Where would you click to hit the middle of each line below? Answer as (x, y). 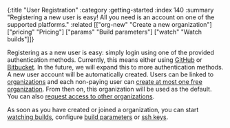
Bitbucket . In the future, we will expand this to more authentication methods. (115, 67)
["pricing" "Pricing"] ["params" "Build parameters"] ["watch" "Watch (104, 32)
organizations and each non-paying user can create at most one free (105, 82)
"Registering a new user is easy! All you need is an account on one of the (111, 17)
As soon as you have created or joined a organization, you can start (103, 110)
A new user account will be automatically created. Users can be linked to (111, 74)
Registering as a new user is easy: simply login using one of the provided (111, 52)
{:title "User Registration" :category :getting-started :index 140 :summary (111, 10)
